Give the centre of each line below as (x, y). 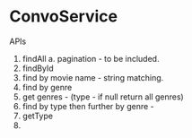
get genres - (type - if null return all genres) (103, 97)
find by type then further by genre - (88, 106)
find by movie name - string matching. (93, 77)
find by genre (47, 87)
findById (38, 68)
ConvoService (64, 17)
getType (38, 116)
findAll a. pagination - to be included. (91, 58)
